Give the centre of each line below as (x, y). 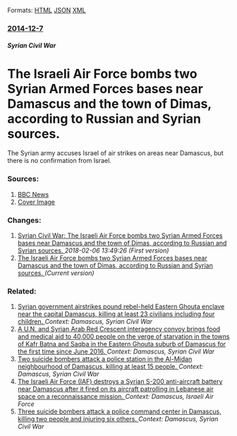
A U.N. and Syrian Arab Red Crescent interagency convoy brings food (119, 329)
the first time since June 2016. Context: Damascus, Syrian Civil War (116, 351)
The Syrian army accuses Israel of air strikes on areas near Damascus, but (115, 153)
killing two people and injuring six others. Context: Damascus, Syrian (118, 419)
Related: (22, 291)
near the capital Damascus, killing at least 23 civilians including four (116, 314)
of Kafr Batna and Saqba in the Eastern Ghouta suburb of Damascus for (122, 344)
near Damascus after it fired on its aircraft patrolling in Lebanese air (115, 389)
